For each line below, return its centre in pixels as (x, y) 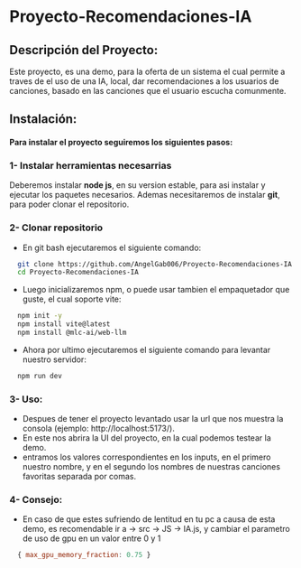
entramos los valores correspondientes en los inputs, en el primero (146, 457)
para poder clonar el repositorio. (69, 204)
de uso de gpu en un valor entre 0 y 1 (91, 538)
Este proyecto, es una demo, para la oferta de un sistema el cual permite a (147, 71)
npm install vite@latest (64, 324)
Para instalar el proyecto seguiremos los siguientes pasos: (121, 142)
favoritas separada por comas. (79, 477)
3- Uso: (26, 399)
